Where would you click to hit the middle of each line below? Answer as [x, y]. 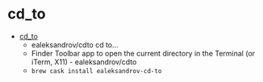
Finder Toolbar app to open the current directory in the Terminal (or [143, 53]
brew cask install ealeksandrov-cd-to [96, 71]
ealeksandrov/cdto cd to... [75, 44]
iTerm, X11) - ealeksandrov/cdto [84, 62]
